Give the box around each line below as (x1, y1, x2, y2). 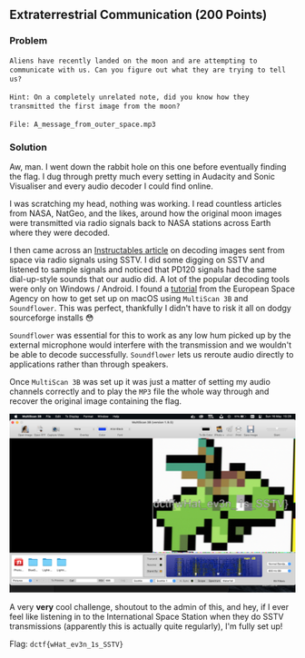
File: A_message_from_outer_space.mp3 (9, 120, 156, 129)
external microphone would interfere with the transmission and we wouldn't (9, 339, 292, 350)
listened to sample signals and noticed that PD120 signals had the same (9, 263, 278, 275)
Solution (9, 141, 48, 153)
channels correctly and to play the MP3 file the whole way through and (9, 386, 270, 397)
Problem (9, 34, 48, 47)
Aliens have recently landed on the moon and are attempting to (9, 56, 258, 65)
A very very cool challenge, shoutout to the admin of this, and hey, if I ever (9, 601, 289, 612)
